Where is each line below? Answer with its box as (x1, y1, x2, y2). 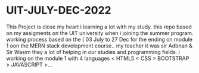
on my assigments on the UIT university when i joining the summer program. (6, 29, 194, 36)
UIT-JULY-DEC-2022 (6, 4, 111, 17)
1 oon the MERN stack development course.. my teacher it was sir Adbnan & (6, 42, 192, 49)
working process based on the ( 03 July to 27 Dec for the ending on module (6, 36, 192, 43)
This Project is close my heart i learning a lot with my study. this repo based (6, 23, 192, 30)
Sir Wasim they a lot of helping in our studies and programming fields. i (6, 48, 180, 55)
